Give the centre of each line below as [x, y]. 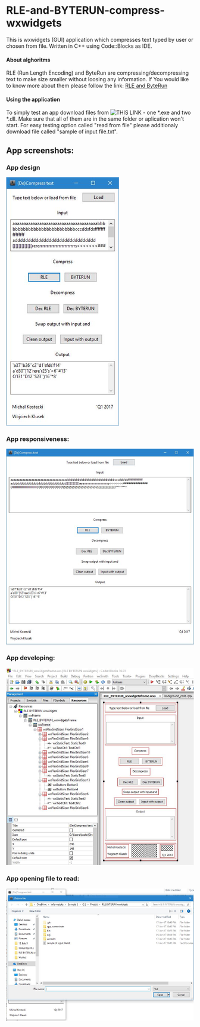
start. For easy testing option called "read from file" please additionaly [92, 125]
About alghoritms [28, 60]
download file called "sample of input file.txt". [62, 131]
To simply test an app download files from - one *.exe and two [99, 113]
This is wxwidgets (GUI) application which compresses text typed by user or [100, 39]
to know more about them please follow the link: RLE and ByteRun [87, 86]
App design [23, 167]
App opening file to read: [43, 879]
